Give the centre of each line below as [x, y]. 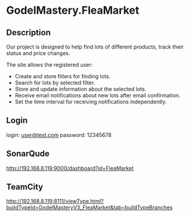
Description [28, 33]
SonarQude [28, 154]
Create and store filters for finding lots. [62, 76]
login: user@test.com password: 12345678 [59, 135]
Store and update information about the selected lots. [80, 89]
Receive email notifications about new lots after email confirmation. [97, 95]
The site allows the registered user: [50, 65]
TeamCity [25, 187]
